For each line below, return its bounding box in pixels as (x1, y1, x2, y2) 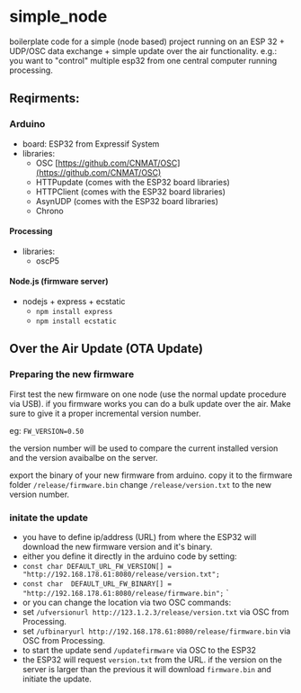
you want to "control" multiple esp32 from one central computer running (9, 55, 278, 66)
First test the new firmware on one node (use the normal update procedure (9, 389, 287, 400)
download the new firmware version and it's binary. (22, 542, 213, 553)
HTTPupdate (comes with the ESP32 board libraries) (35, 176, 231, 187)
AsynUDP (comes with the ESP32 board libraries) (35, 195, 218, 206)
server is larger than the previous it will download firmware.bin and (22, 664, 272, 675)
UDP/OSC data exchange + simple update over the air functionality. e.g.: (9, 45, 278, 56)
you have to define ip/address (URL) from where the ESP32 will (22, 532, 257, 543)
